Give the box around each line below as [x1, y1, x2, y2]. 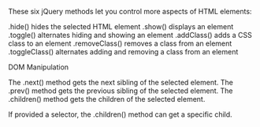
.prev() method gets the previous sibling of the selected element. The [8, 86, 234, 95]
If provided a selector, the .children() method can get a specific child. [8, 110, 232, 119]
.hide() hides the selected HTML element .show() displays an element [8, 22, 234, 31]
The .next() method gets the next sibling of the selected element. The [8, 78, 234, 87]
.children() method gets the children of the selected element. [8, 95, 206, 103]
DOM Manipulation [8, 62, 69, 72]
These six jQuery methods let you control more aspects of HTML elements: [8, 7, 252, 16]
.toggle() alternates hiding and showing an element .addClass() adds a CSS [8, 31, 252, 39]
